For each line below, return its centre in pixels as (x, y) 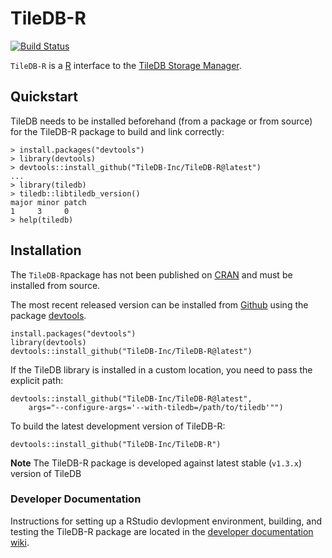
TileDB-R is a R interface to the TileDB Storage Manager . (126, 65)
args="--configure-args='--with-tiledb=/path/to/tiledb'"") (156, 407)
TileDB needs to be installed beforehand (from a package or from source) (161, 121)
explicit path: (37, 380)
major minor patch (48, 202)
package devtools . (48, 315)
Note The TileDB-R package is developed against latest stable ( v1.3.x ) (156, 463)
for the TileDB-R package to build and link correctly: (117, 131)
